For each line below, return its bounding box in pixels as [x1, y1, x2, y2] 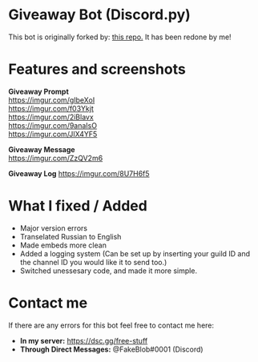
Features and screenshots [8, 60, 186, 78]
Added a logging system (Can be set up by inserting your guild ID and [19, 248, 251, 258]
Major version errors [19, 223, 88, 233]
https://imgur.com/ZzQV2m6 [8, 153, 103, 163]
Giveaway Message [8, 144, 75, 154]
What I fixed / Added [8, 197, 148, 215]
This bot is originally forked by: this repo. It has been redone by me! [8, 32, 232, 42]
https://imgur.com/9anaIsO [8, 120, 98, 130]
